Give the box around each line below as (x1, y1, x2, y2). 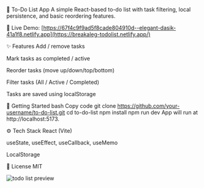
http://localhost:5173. (6, 115, 60, 122)
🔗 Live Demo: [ (6, 24, 44, 31)
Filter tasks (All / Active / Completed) (6, 78, 100, 86)
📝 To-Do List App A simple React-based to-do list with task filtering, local (6, 6, 191, 13)
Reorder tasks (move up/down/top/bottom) (6, 67, 115, 73)
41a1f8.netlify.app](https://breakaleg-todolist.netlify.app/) (6, 31, 151, 38)
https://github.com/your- (117, 102, 180, 110)
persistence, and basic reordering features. (6, 12, 116, 20)
